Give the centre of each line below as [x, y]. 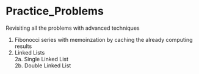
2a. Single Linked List [41, 59]
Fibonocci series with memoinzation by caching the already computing [103, 39]
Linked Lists [30, 52]
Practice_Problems [55, 11]
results [23, 46]
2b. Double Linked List [43, 66]
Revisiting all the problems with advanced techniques [73, 28]
